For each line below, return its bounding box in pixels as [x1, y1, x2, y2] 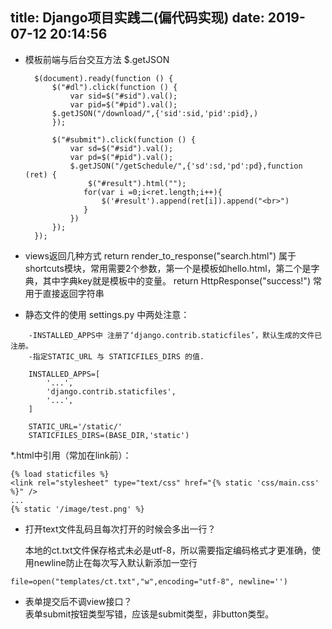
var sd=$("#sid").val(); [69, 143, 174, 153]
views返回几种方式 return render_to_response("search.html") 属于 [24, 249, 297, 262]
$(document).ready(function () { [34, 73, 174, 83]
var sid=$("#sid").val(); [69, 91, 178, 101]
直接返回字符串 [42, 287, 105, 299]
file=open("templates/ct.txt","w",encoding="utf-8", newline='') [10, 576, 288, 587]
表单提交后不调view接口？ [24, 595, 133, 607]
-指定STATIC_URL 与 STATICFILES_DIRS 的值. [28, 351, 205, 362]
